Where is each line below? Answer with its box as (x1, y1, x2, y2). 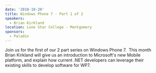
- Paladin (9, 34, 29, 39)
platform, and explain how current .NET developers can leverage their (5, 57, 144, 63)
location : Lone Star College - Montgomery (5, 25, 92, 30)
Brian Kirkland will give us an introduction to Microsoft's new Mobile (5, 52, 141, 58)
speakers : (5, 16, 25, 21)
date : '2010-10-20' (5, 7, 45, 12)
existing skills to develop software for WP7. (5, 62, 91, 68)
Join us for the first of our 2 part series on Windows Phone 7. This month (5, 47, 152, 53)
